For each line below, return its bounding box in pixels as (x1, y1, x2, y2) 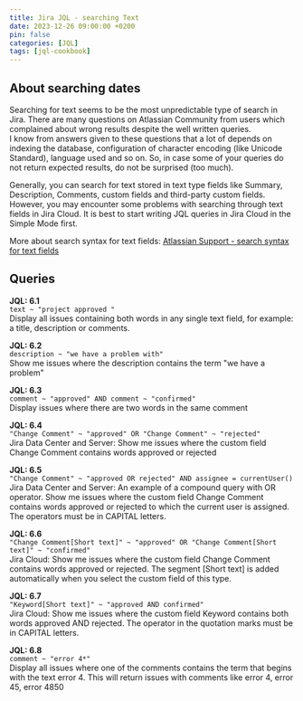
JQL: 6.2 (9, 340, 43, 351)
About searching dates (9, 81, 141, 96)
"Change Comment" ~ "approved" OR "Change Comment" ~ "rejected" (9, 429, 260, 439)
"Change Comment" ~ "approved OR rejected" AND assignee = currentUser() (9, 474, 294, 483)
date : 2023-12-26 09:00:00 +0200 (9, 22, 136, 31)
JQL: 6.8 (9, 644, 43, 656)
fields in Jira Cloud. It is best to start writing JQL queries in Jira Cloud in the (9, 208, 291, 219)
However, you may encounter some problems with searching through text (9, 198, 283, 209)
